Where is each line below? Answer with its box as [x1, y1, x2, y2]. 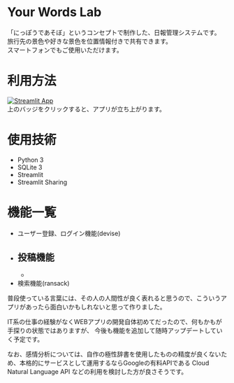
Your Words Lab [7, 4, 102, 20]
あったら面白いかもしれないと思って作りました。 [25, 302, 166, 311]
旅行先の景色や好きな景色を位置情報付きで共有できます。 [7, 36, 173, 46]
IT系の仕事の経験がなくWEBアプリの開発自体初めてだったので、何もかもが [7, 317, 222, 326]
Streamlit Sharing [17, 178, 68, 186]
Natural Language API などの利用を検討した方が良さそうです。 [7, 367, 188, 375]
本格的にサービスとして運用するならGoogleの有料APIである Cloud [19, 358, 210, 367]
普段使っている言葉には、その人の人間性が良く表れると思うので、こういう [7, 293, 221, 302]
